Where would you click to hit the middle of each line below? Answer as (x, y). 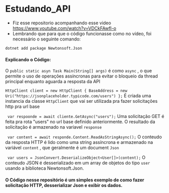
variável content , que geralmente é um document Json (62, 148)
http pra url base (22, 106)
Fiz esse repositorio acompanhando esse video (62, 23)
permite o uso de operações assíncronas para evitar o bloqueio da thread (81, 76)
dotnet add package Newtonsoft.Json (44, 48)
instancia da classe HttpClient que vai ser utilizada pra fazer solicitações (81, 101)
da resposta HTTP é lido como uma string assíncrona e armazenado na (79, 142)
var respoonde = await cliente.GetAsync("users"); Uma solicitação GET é (86, 117)
